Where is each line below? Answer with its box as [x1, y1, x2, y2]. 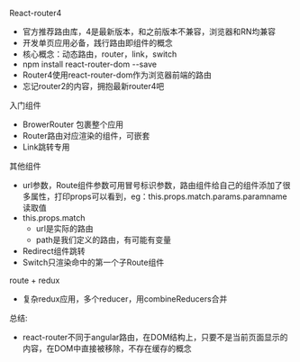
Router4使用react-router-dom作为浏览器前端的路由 [22, 69, 212, 80]
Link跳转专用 [22, 141, 70, 152]
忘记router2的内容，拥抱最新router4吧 [22, 81, 165, 91]
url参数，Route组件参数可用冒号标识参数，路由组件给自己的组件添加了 [22, 180, 284, 190]
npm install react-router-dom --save [22, 59, 158, 69]
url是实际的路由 [35, 223, 94, 233]
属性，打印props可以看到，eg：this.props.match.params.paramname [30, 191, 287, 202]
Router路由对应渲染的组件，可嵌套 [22, 131, 150, 140]
